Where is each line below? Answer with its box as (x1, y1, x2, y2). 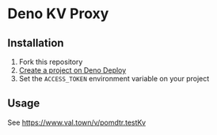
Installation (7, 36, 64, 50)
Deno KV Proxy (7, 5, 109, 23)
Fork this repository (18, 57, 83, 66)
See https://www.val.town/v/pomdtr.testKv (7, 118, 147, 127)
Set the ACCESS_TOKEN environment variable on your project (18, 74, 210, 83)
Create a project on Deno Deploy (18, 66, 127, 75)
